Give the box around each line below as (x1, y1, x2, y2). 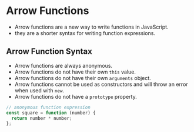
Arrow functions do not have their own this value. (14, 68, 136, 75)
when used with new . (14, 86, 65, 94)
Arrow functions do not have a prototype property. (14, 93, 137, 100)
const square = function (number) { (6, 110, 96, 116)
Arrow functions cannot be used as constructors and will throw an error (14, 81, 188, 88)
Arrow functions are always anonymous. (14, 62, 113, 69)
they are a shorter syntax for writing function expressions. (14, 29, 156, 36)
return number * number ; (11, 115, 72, 121)
